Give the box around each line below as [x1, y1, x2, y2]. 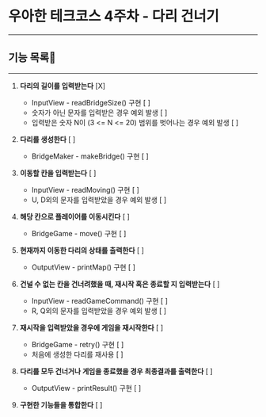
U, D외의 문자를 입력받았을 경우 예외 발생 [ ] [31, 195, 167, 205]
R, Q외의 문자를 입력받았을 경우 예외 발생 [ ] [31, 306, 167, 316]
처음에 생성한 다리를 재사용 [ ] [31, 350, 124, 359]
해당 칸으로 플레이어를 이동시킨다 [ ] [19, 212, 131, 221]
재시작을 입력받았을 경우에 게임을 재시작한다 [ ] [19, 323, 164, 332]
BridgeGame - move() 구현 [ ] [31, 228, 127, 238]
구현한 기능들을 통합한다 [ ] [19, 400, 103, 409]
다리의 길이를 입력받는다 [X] [19, 81, 105, 90]
